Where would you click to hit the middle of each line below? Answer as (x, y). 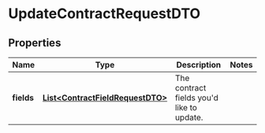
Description (199, 65)
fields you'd (197, 98)
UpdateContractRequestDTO (105, 14)
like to (186, 107)
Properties (35, 43)
